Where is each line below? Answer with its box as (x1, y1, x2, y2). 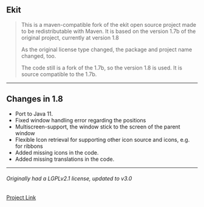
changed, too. (21, 52, 56, 60)
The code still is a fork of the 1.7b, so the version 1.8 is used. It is (21, 64, 183, 71)
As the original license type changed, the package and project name (21, 46, 192, 53)
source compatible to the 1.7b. (21, 70, 97, 78)
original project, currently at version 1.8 (21, 33, 120, 41)
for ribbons (15, 142, 44, 150)
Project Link (6, 194, 36, 201)
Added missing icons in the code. (15, 149, 99, 156)
